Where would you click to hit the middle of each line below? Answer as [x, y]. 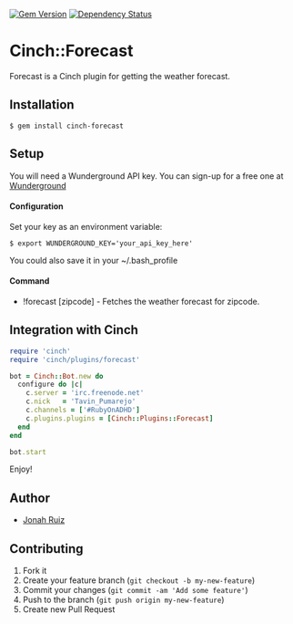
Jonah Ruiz [44, 520]
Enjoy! [21, 469]
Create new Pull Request [69, 609]
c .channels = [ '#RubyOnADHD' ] [83, 411]
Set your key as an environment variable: [86, 226]
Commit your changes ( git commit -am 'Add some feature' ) [135, 590]
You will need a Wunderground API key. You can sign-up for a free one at [146, 176]
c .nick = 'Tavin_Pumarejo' [81, 401]
